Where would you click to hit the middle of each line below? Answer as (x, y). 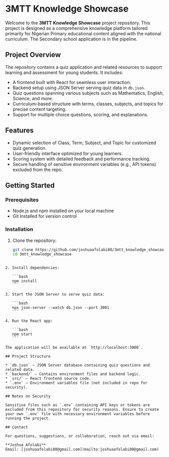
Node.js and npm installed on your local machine (63, 211)
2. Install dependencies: (32, 268)
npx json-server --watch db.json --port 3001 (61, 308)
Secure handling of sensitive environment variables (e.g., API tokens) (84, 164)
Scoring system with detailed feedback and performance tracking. (81, 159)
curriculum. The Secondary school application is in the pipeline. (71, 39)
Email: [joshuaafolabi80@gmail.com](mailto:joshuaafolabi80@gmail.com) (82, 449)
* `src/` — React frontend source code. (48, 379)
